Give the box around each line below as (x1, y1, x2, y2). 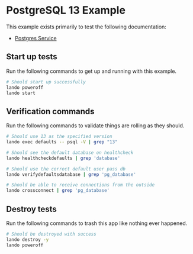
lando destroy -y (6, 236, 49, 243)
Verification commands (6, 106, 95, 116)
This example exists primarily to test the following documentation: (6, 23, 167, 30)
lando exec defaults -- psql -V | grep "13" (6, 139, 118, 145)
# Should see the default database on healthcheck (6, 149, 134, 156)
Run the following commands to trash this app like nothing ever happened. (6, 220, 188, 227)
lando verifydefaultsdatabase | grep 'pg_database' (6, 171, 136, 178)
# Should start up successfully (6, 79, 86, 85)
